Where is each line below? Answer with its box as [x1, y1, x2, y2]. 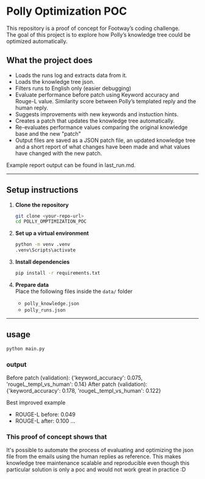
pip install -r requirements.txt [15, 270, 101, 277]
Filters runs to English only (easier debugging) [15, 84, 132, 92]
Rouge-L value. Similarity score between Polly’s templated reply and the [15, 97, 196, 105]
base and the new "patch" [15, 130, 81, 137]
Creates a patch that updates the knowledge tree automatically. [15, 117, 175, 124]
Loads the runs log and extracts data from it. [15, 72, 128, 79]
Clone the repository [15, 201, 69, 209]
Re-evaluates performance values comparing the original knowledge [15, 124, 188, 131]
